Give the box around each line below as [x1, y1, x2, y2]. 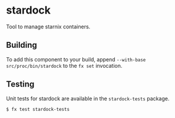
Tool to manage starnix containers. [6, 23, 91, 30]
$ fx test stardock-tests [6, 106, 70, 112]
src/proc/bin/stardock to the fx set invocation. [6, 62, 123, 69]
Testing [6, 79, 35, 89]
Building [6, 40, 37, 50]
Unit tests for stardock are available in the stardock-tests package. [6, 95, 170, 102]
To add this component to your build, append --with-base [6, 55, 146, 63]
